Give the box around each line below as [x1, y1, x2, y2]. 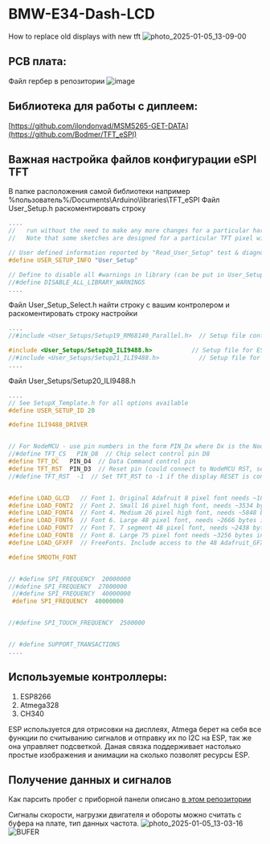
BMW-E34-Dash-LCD [8, 5, 155, 23]
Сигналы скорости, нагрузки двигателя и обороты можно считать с [8, 810, 242, 820]
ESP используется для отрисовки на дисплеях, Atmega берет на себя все [8, 724, 262, 734]
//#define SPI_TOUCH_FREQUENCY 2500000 [8, 619, 146, 628]
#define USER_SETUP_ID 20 [8, 406, 95, 414]
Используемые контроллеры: [8, 670, 167, 684]
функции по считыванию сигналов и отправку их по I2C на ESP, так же [8, 733, 252, 743]
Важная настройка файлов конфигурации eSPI [8, 152, 257, 166]
